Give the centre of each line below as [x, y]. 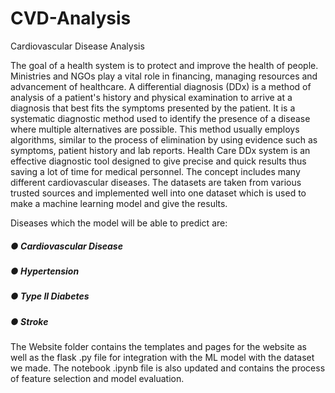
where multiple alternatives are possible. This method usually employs [155, 129]
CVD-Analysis [71, 18]
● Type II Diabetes [50, 296]
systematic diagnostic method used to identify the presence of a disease [160, 118]
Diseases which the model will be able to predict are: [119, 223]
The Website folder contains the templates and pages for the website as [158, 347]
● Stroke [29, 321]
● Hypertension [45, 271]
